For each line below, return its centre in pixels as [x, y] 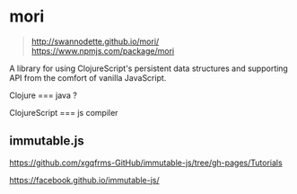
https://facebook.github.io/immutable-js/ [84, 180]
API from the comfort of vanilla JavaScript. [88, 77]
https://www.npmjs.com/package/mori [103, 50]
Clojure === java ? [44, 95]
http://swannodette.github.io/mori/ [95, 41]
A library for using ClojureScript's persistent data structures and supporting [149, 68]
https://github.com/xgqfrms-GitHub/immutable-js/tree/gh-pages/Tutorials [146, 163]
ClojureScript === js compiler [64, 112]
